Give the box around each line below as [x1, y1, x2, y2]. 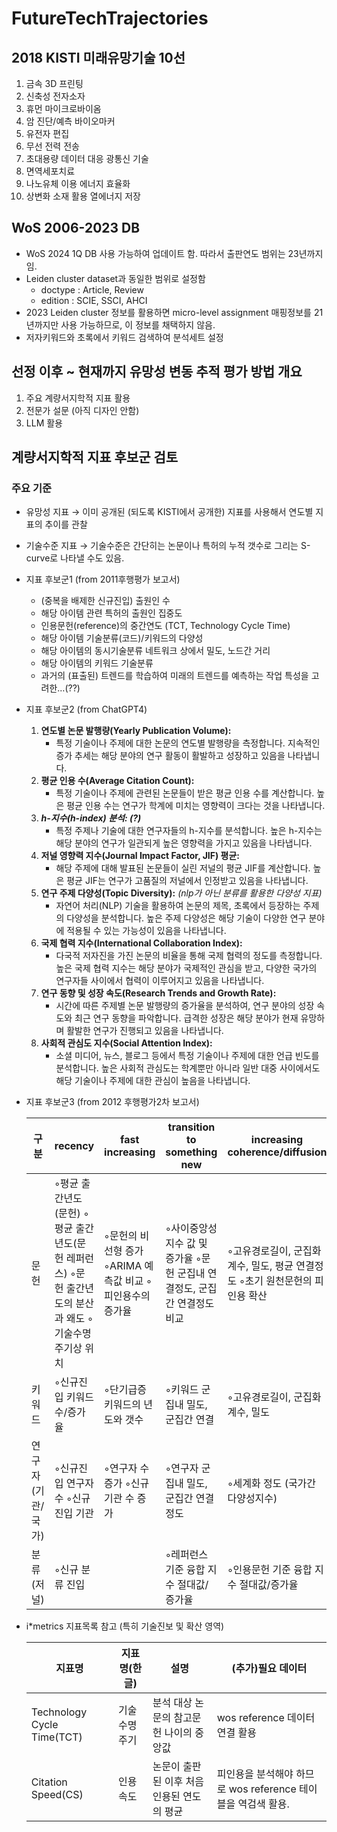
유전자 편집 [25, 128, 70, 139]
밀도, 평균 [250, 1259, 294, 1273]
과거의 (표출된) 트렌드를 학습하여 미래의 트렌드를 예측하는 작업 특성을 [40, 670, 309, 682]
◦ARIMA [104, 1259, 143, 1273]
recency [54, 1139, 95, 1153]
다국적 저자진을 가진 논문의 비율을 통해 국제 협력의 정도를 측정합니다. [55, 950, 323, 962]
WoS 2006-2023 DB [11, 220, 141, 237]
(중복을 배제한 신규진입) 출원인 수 [40, 595, 171, 607]
